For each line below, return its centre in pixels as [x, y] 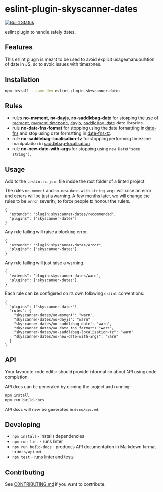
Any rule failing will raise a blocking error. [46, 232]
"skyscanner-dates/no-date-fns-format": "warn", [64, 328]
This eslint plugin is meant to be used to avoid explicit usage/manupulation [80, 59]
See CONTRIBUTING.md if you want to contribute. [55, 484]
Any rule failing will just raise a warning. [45, 263]
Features [19, 47]
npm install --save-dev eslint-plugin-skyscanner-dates [63, 91]
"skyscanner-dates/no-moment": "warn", [54, 315]
